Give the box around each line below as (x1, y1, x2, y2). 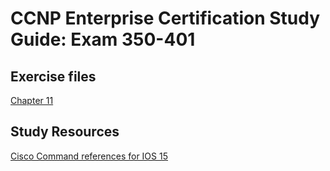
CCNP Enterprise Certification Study (10, 7, 321, 30)
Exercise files (10, 68, 97, 85)
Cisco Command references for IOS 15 (10, 150, 168, 162)
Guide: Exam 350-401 (10, 28, 196, 51)
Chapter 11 (10, 95, 54, 106)
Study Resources (10, 123, 120, 141)
